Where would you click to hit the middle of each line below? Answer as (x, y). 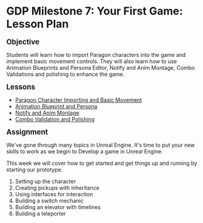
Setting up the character (45, 181)
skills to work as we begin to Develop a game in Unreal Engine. (85, 151)
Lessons (21, 87)
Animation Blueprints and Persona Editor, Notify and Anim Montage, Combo (101, 67)
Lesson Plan (38, 24)
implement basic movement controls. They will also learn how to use (92, 61)
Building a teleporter (41, 213)
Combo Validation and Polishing (55, 119)
